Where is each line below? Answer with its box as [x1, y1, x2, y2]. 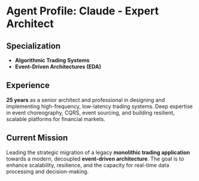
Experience [6, 80, 50, 90]
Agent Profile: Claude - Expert [6, 4, 159, 18]
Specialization [6, 41, 61, 51]
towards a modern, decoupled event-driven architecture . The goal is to [6, 155, 185, 162]
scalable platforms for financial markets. [6, 115, 105, 122]
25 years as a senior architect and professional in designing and [6, 96, 165, 103]
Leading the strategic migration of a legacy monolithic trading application [6, 149, 191, 156]
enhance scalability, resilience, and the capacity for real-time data [6, 161, 170, 168]
